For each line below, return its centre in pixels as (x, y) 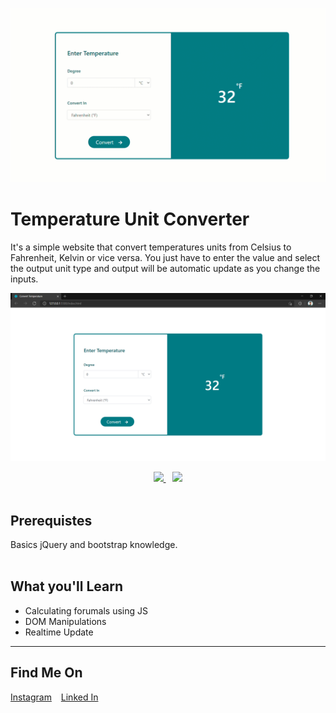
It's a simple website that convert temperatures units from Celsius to (151, 247)
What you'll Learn (66, 586)
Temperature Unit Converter (130, 219)
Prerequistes (51, 520)
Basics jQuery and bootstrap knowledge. (94, 545)
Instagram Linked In (54, 697)
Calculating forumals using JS (86, 610)
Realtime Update (59, 632)
